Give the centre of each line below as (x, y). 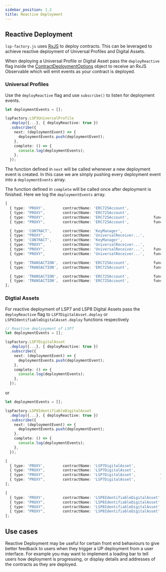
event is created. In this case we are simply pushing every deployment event (83, 175)
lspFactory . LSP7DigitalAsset (35, 342)
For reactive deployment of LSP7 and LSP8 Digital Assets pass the (73, 309)
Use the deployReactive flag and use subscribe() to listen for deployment (80, 95)
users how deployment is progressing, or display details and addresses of (80, 559)
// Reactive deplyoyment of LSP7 (40, 329)
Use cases (21, 531)
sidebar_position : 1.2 (28, 10)
